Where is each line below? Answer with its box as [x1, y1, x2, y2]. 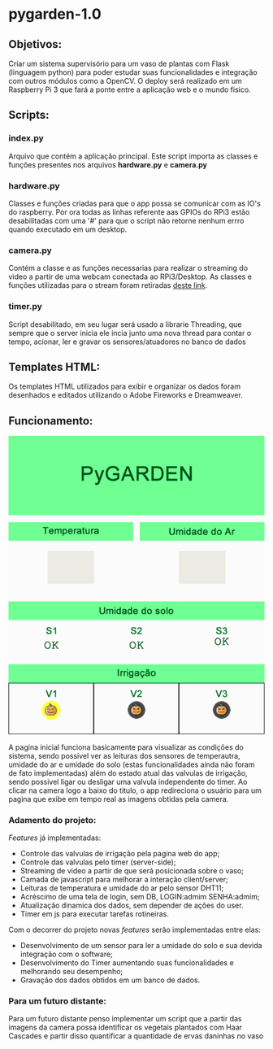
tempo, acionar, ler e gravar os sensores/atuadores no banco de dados [8, 337, 246, 346]
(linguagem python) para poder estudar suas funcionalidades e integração [8, 67, 258, 77]
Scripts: [8, 108, 50, 122]
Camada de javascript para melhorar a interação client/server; [19, 874, 229, 884]
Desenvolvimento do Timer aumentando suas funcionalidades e [19, 957, 234, 968]
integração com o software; [19, 949, 114, 959]
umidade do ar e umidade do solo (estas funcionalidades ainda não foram [8, 760, 255, 769]
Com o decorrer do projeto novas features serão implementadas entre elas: [8, 925, 262, 934]
